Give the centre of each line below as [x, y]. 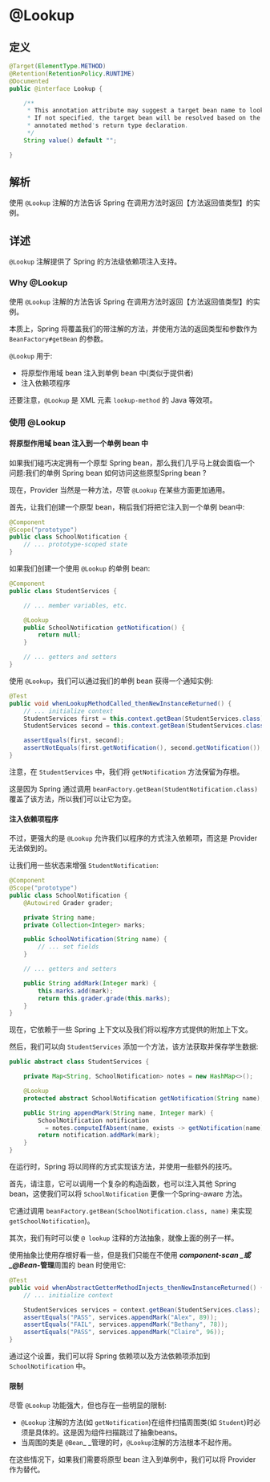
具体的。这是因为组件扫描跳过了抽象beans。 [109, 1432]
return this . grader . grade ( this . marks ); [105, 998]
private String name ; [59, 917]
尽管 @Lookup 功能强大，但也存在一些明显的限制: [88, 1406]
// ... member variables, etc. [76, 605]
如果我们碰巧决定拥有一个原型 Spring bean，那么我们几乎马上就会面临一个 [132, 463]
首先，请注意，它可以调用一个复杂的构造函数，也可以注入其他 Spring [123, 1183]
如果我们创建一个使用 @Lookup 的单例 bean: [80, 568]
